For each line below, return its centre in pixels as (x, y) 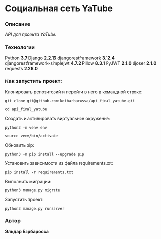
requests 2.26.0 (22, 68)
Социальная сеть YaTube (59, 9)
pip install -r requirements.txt (39, 172)
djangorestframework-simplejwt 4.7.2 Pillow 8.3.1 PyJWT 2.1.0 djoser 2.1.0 (81, 63)
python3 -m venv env (26, 128)
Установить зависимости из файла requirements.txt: (59, 163)
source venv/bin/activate (31, 136)
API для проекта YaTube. (31, 34)
